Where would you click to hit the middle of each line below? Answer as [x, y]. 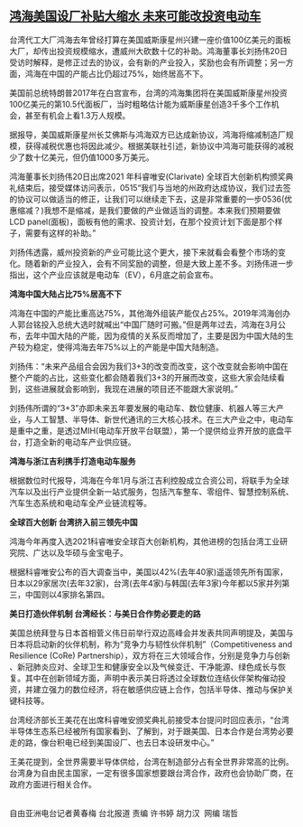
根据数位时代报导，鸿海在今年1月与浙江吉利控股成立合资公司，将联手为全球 [149, 480]
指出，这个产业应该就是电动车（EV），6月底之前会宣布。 [114, 275]
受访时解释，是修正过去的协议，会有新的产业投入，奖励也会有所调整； [140, 62]
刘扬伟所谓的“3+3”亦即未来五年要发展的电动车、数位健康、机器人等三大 [143, 408]
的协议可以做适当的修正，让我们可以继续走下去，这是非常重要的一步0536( [147, 199]
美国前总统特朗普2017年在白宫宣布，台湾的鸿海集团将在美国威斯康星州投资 [148, 92]
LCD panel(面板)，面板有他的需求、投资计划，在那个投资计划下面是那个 [142, 221]
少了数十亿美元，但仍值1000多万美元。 [82, 157]
